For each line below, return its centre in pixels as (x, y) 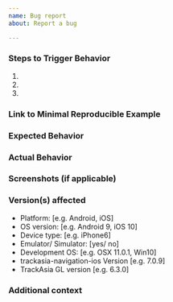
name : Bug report (37, 16)
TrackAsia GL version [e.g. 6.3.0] (74, 269)
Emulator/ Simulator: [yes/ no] (69, 243)
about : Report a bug (43, 23)
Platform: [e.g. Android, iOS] (67, 217)
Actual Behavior (40, 157)
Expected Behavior (46, 135)
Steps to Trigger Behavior (60, 59)
